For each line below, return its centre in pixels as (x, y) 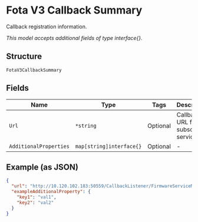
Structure (24, 57)
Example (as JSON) (42, 167)
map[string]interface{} (108, 146)
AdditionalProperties (39, 146)
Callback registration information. (47, 26)
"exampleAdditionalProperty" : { (51, 192)
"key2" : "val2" (35, 203)
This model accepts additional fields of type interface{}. (74, 38)
